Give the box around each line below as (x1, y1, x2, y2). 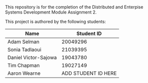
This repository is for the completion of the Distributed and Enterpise (5, 4, 144, 10)
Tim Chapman (7, 62, 40, 68)
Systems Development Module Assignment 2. (5, 9, 97, 15)
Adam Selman (7, 38, 40, 45)
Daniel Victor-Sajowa (7, 54, 57, 61)
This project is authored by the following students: (5, 19, 106, 24)
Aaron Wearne (7, 70, 41, 77)
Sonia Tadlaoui (7, 46, 42, 53)
